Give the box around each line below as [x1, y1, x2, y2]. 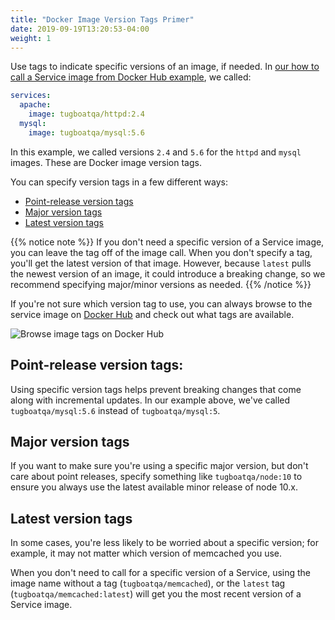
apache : [19, 100, 52, 110]
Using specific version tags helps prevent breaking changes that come [10, 383, 302, 395]
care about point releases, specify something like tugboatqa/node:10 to [10, 471, 303, 483]
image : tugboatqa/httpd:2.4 [28, 109, 145, 120]
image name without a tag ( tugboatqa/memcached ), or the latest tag [10, 577, 286, 590]
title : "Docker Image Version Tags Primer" [10, 14, 195, 25]
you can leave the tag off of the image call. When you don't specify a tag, [10, 246, 313, 258]
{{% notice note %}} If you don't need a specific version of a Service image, [10, 236, 325, 248]
